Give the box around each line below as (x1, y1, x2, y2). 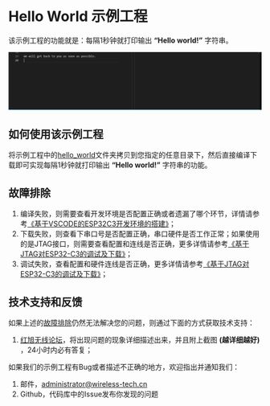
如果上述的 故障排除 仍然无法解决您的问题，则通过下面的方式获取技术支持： (8, 318, 255, 328)
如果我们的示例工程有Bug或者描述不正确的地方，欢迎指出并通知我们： (8, 363, 240, 372)
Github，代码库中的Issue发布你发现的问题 (19, 389, 159, 399)
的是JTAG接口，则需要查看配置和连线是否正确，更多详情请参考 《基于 (19, 239, 250, 249)
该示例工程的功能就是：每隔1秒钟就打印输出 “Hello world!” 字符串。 (8, 35, 233, 45)
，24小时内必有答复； (19, 345, 93, 355)
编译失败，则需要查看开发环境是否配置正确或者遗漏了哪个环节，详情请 (19, 209, 253, 219)
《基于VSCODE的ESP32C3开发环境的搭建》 (27, 219, 170, 229)
